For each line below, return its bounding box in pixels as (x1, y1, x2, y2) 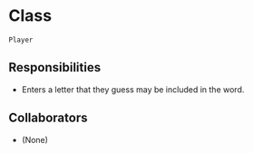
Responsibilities (8, 60, 102, 75)
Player (8, 35, 34, 44)
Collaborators (8, 110, 88, 126)
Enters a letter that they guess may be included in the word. (21, 83, 245, 95)
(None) (21, 134, 49, 145)
